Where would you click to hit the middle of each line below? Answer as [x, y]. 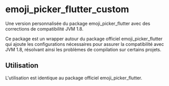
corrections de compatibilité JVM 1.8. [44, 28]
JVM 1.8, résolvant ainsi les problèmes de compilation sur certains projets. [83, 49]
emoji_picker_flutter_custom [67, 9]
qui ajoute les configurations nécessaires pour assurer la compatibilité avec [85, 44]
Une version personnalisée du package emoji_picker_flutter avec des [78, 23]
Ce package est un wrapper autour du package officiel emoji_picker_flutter [84, 39]
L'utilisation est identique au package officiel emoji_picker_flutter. [74, 78]
